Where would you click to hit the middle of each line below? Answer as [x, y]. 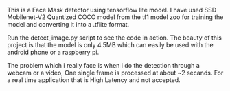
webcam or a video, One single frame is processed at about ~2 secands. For [115, 73]
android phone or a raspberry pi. [53, 52]
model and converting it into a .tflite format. [68, 24]
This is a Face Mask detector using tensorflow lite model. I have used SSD [112, 10]
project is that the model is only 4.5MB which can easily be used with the [111, 45]
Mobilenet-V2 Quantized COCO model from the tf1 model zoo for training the [115, 17]
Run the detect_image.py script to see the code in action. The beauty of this [114, 38]
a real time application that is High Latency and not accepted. [94, 80]
